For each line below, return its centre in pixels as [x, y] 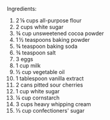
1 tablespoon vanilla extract [50, 78]
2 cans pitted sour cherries [49, 85]
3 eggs [24, 59]
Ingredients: [22, 9]
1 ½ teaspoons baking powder [53, 40]
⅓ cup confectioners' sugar [50, 111]
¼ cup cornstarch [37, 98]
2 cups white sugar [40, 27]
